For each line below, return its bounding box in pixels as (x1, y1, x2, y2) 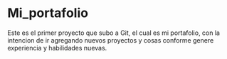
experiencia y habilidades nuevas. (7, 43, 107, 52)
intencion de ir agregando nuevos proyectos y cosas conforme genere (7, 36, 214, 44)
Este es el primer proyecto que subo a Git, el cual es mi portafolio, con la (7, 28, 221, 37)
